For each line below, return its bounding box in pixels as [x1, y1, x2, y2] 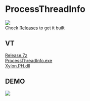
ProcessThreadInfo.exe [5, 57, 52, 63]
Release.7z [5, 52, 28, 58]
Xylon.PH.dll [5, 63, 31, 69]
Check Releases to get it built [5, 25, 65, 31]
